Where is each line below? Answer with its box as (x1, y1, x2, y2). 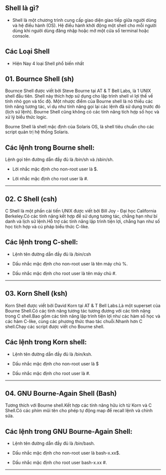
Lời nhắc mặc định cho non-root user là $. (12, 166, 98, 172)
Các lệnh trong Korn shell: (5, 338, 87, 346)
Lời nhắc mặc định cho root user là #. (12, 176, 88, 182)
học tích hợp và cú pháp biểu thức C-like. (5, 224, 89, 230)
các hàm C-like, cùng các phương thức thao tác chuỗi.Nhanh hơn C (5, 318, 143, 324)
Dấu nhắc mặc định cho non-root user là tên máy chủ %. (12, 261, 128, 266)
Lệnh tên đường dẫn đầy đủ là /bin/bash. (12, 440, 95, 446)
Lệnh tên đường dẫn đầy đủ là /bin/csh (12, 251, 91, 257)
